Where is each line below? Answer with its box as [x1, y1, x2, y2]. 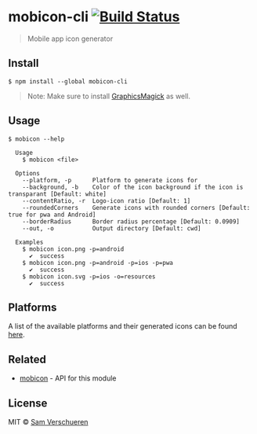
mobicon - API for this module [19, 373, 117, 383]
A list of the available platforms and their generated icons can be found [8, 322, 237, 331]
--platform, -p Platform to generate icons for [22, 176, 198, 184]
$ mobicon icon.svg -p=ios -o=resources [22, 272, 156, 281]
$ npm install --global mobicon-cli [8, 77, 128, 86]
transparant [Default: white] [8, 189, 107, 198]
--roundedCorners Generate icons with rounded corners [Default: [22, 204, 251, 211]
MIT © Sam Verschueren [8, 417, 89, 426]
